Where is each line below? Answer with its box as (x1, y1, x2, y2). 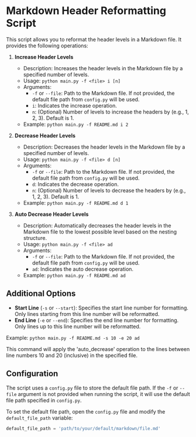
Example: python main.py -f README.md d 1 (23, 199, 129, 206)
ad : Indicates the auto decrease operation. (32, 265, 133, 273)
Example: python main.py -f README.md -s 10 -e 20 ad (6, 334, 140, 341)
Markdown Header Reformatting (6, 4, 167, 18)
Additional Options (6, 288, 76, 299)
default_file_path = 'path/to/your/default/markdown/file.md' (6, 425, 161, 431)
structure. (23, 234, 47, 241)
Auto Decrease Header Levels (14, 211, 89, 218)
